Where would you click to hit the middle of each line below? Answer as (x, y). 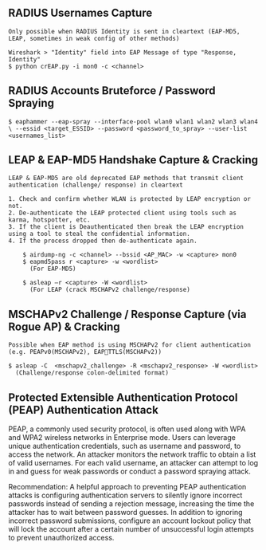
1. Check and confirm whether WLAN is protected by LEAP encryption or (129, 199)
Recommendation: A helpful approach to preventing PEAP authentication (127, 487)
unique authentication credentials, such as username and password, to (125, 446)
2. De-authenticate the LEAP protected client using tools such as (123, 213)
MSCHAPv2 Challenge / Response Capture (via (127, 314)
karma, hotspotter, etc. (49, 220)
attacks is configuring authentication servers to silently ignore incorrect (125, 495)
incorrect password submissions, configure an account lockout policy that (130, 521)
